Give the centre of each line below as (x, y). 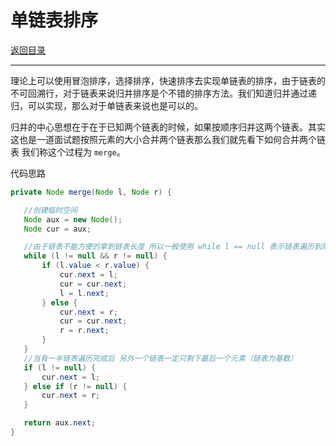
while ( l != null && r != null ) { (95, 256)
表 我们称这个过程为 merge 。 (68, 152)
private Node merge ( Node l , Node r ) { (91, 192)
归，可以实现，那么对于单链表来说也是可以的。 (106, 105)
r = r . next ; (84, 331)
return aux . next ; (60, 423)
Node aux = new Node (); (73, 219)
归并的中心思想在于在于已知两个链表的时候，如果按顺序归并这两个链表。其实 (168, 127)
